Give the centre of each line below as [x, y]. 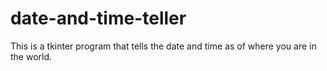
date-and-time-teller [98, 18]
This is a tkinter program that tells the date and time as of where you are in [163, 46]
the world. [31, 56]
